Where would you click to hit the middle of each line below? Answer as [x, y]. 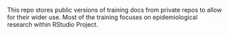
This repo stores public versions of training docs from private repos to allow [115, 10]
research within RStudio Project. [53, 24]
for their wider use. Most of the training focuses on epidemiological [102, 17]
